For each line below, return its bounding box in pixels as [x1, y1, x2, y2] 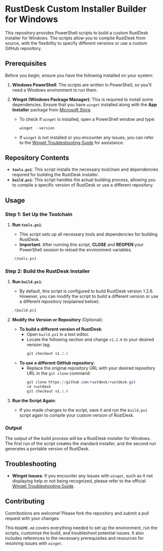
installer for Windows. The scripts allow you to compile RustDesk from [5, 35, 146, 41]
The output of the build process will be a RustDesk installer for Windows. [5, 435, 151, 441]
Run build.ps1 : [12, 279, 43, 285]
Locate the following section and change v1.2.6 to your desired [26, 337, 154, 343]
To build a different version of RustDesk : [19, 326, 103, 332]
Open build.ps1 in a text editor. [26, 331, 90, 337]
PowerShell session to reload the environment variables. [19, 247, 132, 253]
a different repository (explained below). [19, 298, 100, 305]
